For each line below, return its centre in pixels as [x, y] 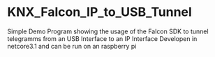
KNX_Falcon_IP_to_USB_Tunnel [99, 12]
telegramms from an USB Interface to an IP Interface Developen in [102, 38]
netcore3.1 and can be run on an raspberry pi [72, 46]
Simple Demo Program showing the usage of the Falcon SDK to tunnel [108, 31]
